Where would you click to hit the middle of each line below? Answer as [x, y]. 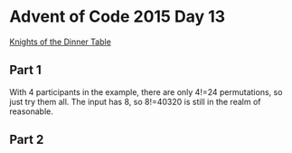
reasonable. [32, 111]
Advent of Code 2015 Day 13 [118, 17]
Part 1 [26, 70]
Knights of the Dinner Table [60, 42]
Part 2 [27, 140]
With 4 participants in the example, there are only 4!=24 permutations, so [146, 91]
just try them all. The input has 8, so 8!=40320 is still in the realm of [135, 101]
